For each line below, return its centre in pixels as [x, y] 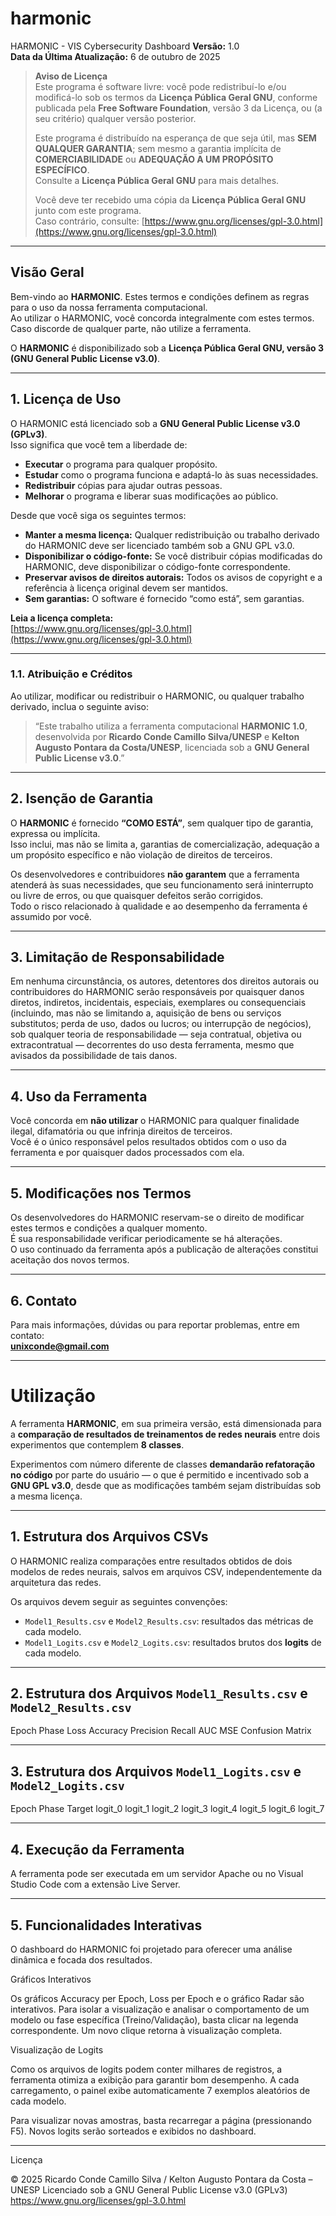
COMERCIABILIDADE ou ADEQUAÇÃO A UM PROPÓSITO [154, 159]
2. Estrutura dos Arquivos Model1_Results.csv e [159, 1693]
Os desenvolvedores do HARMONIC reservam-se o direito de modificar [157, 1218]
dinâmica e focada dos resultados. [81, 1959]
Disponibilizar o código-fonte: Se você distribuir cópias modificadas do [173, 556]
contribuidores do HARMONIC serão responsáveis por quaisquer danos [157, 992]
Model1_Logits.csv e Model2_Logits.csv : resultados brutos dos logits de [173, 1642]
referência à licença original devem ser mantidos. [126, 588]
